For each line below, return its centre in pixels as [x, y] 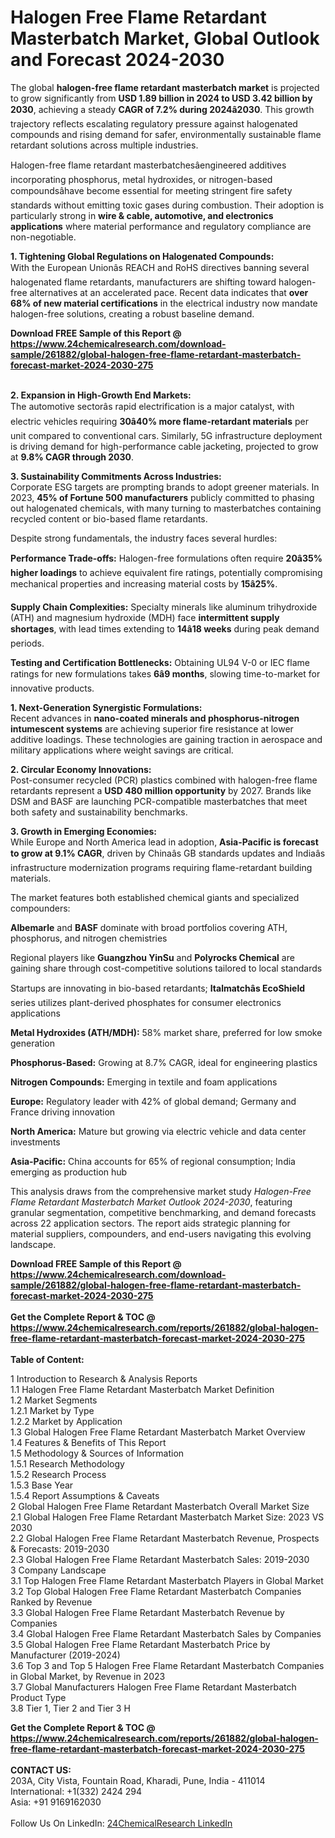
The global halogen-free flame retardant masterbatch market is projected [165, 87]
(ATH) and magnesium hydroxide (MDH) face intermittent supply [145, 617]
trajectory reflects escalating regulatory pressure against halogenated [154, 123]
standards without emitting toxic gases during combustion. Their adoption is [167, 205]
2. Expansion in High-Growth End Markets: [101, 395]
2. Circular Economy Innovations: [81, 769]
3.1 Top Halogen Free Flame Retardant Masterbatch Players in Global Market [167, 1580]
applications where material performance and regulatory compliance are [161, 226]
